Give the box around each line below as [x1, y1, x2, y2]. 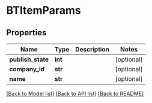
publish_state [9, 55, 49, 63]
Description [74, 46, 110, 53]
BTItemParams [6, 4, 81, 17]
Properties [6, 28, 47, 38]
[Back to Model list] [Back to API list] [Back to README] [6, 90, 144, 97]
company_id [9, 65, 45, 73]
